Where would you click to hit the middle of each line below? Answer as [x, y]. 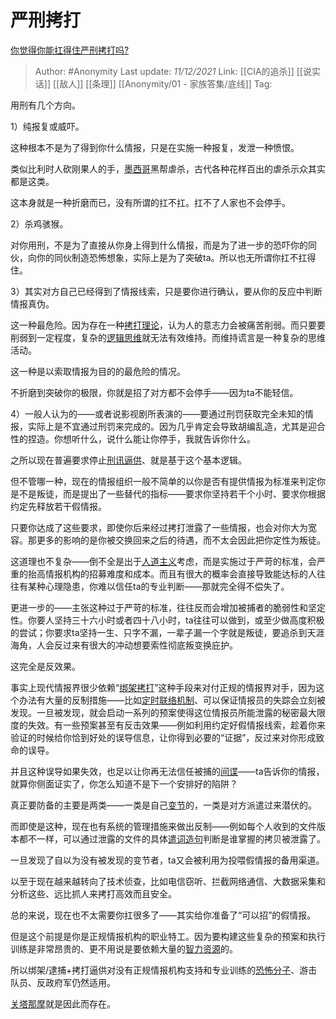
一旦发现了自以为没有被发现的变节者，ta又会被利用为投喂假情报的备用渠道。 [167, 860]
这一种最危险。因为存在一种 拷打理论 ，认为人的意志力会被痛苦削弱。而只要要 [168, 325]
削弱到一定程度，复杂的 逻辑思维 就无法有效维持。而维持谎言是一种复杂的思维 [168, 337]
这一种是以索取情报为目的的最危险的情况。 [98, 371]
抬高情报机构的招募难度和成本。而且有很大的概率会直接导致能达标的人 [172, 573]
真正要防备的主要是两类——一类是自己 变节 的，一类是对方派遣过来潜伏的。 [163, 805]
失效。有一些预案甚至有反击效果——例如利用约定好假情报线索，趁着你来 [176, 725]
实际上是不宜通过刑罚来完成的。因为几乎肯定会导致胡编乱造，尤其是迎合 [176, 426]
